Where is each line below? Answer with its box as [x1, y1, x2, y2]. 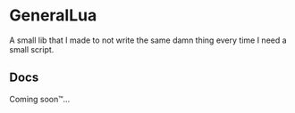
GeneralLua [9, 5, 97, 26]
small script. [9, 44, 55, 54]
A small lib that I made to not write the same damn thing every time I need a [9, 35, 288, 45]
